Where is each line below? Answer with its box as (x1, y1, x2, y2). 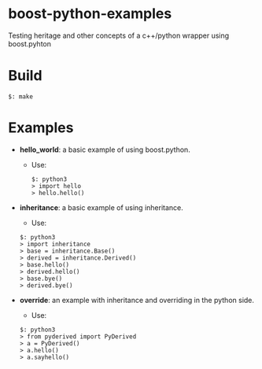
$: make (8, 92, 34, 101)
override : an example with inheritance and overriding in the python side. (19, 295, 254, 304)
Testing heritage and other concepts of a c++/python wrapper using (8, 31, 230, 40)
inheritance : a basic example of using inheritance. (19, 202, 183, 212)
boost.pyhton (8, 39, 51, 48)
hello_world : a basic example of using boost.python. (19, 145, 190, 154)
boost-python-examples (8, 5, 172, 23)
